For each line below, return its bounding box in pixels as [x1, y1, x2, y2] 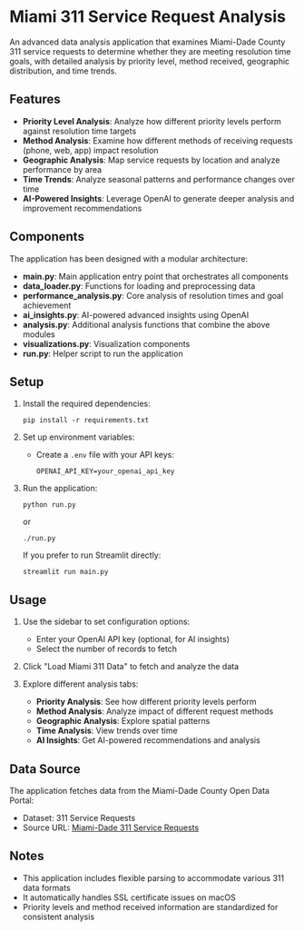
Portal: [9, 795, 34, 806]
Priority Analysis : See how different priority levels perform [35, 697, 257, 708]
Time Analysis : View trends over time [35, 725, 179, 737]
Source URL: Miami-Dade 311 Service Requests [22, 822, 200, 833]
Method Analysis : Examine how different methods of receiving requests [22, 134, 293, 146]
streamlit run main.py [22, 568, 109, 577]
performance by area [22, 163, 103, 174]
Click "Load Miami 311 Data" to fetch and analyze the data [22, 661, 240, 672]
